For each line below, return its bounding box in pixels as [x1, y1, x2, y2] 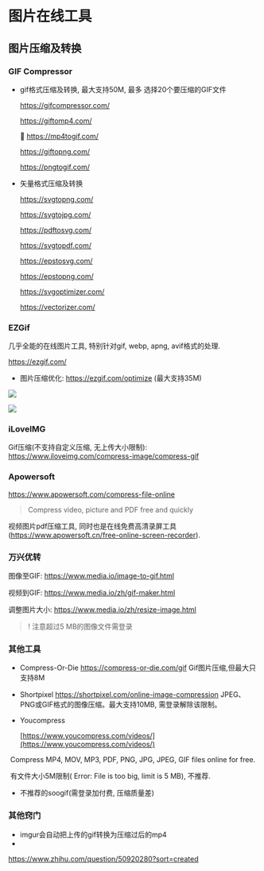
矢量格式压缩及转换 [19, 178, 83, 188]
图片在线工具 [8, 7, 93, 25]
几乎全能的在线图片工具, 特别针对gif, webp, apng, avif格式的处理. [8, 341, 221, 350]
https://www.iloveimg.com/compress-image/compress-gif [8, 451, 200, 461]
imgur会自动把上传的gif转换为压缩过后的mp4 [19, 830, 167, 839]
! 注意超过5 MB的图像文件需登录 [27, 621, 133, 632]
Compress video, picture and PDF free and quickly [27, 505, 193, 514]
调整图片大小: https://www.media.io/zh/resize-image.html [8, 605, 196, 614]
